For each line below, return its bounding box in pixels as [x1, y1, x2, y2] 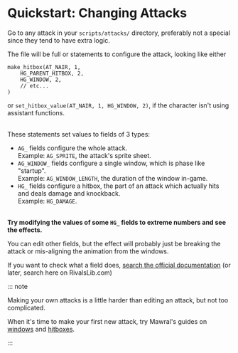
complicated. [7, 303, 46, 312]
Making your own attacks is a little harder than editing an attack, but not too [7, 295, 229, 304]
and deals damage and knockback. [17, 189, 121, 197]
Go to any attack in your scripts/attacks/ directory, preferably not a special [7, 28, 231, 37]
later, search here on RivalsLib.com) [7, 268, 112, 277]
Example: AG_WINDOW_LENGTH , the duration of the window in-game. [17, 174, 208, 182]
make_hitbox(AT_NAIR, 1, [7, 63, 81, 70]
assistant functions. [7, 108, 65, 117]
